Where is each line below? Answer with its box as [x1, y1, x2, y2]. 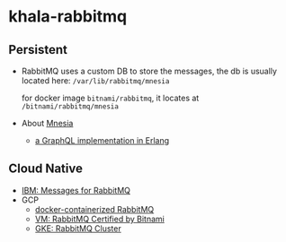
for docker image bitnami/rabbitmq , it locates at [21, 92, 200, 103]
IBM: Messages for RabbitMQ [21, 185, 131, 195]
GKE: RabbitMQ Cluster [34, 222, 122, 234]
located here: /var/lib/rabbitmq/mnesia [21, 75, 170, 86]
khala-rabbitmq [8, 6, 128, 27]
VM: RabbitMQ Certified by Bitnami [34, 213, 165, 224]
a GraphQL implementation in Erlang [34, 135, 170, 145]
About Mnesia [21, 118, 74, 128]
